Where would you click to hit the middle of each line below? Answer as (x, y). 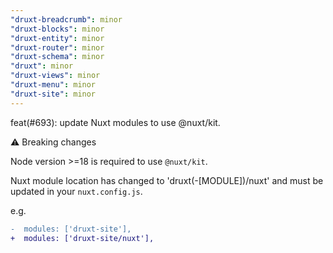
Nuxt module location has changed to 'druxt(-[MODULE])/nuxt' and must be (167, 180)
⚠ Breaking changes (53, 142)
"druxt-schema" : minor (57, 57)
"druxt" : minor (42, 66)
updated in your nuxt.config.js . (76, 191)
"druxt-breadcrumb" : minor (66, 19)
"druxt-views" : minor (55, 76)
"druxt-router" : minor (57, 47)
